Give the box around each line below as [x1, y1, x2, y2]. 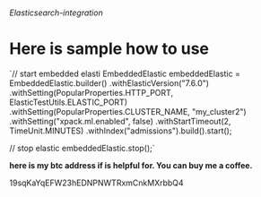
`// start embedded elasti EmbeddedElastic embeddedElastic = [9, 68, 240, 79]
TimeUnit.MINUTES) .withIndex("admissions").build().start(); [9, 125, 232, 136]
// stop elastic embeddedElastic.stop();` [9, 142, 155, 153]
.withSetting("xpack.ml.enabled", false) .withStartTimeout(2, [9, 116, 231, 126]
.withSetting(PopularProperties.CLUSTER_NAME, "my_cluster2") [9, 106, 247, 116]
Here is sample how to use [9, 39, 209, 58]
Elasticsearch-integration [9, 7, 103, 18]
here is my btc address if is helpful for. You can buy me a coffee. [9, 159, 253, 170]
